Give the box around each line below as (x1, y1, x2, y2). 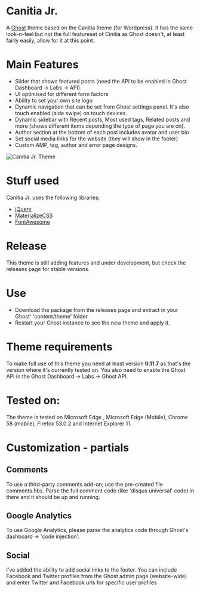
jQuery (14, 205, 32, 212)
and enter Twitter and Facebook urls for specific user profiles (6, 579, 157, 586)
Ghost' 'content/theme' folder (14, 312, 88, 320)
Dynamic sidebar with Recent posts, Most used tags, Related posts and (14, 116, 190, 123)
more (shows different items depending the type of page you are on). (14, 122, 186, 130)
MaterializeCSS (14, 212, 53, 219)
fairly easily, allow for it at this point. (6, 37, 95, 44)
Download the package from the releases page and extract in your (14, 306, 179, 313)
